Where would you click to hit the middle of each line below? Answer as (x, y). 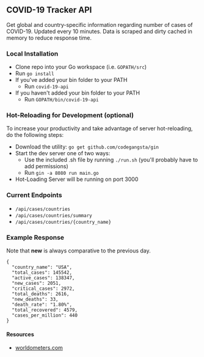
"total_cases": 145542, (42, 273)
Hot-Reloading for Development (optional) (70, 116)
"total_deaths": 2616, (41, 294)
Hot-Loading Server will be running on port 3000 (77, 179)
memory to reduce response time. (49, 38)
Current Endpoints (34, 195)
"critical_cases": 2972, (43, 289)
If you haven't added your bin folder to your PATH (78, 93)
